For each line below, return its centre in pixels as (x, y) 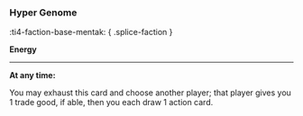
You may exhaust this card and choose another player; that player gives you (150, 93)
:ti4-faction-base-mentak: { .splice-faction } (91, 32)
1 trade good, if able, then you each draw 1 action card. (111, 103)
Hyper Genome (43, 13)
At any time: (32, 76)
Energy (23, 49)
